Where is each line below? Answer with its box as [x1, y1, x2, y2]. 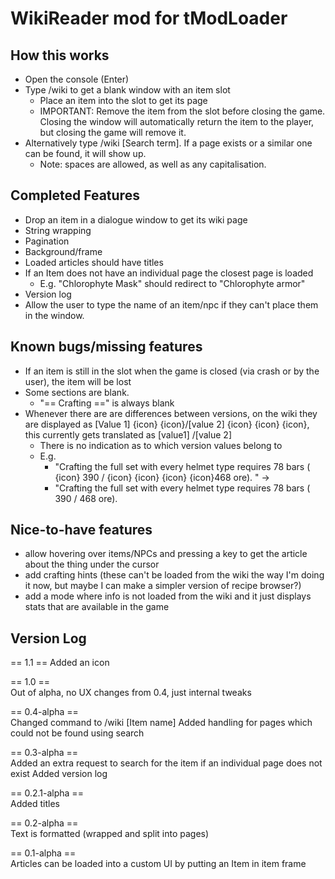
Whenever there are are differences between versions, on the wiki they [24, 407, 318, 419]
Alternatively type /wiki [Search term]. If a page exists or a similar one [24, 137, 313, 149]
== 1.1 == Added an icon [10, 657, 110, 669]
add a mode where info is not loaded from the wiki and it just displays [24, 590, 312, 602]
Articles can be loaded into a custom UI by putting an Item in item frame [10, 858, 307, 870]
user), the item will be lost [24, 375, 132, 387]
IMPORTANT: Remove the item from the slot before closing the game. [39, 105, 326, 117]
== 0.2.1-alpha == [10, 787, 84, 799]
